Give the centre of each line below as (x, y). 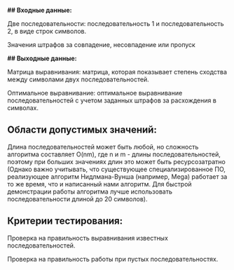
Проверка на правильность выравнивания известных (88, 238)
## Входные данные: (40, 10)
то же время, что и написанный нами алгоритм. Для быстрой (99, 184)
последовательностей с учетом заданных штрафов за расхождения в (112, 100)
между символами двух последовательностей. (78, 79)
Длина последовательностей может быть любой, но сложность (103, 147)
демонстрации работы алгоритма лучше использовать (90, 191)
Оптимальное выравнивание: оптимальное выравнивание (95, 93)
